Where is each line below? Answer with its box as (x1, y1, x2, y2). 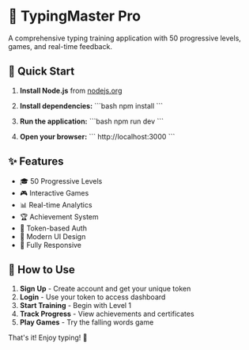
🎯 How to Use (8, 263, 75, 276)
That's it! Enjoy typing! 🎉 (8, 333, 88, 343)
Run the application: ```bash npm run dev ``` (19, 116, 164, 126)
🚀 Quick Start (8, 65, 75, 78)
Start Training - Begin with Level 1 (19, 301, 132, 310)
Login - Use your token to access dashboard (19, 292, 166, 302)
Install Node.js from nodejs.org (19, 86, 123, 95)
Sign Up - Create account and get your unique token (19, 284, 191, 294)
